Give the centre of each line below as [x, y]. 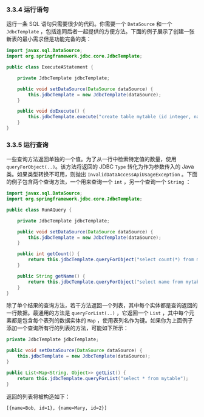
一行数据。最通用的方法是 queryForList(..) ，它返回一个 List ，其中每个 [98, 313]
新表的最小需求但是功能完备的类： [49, 39]
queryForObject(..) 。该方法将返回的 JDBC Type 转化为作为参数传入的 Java [100, 167]
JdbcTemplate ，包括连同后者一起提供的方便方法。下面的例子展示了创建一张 [100, 32]
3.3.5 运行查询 [27, 145]
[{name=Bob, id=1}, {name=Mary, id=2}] [57, 408]
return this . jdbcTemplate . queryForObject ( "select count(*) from [111, 260]
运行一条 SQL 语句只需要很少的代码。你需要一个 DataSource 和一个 [89, 24]
